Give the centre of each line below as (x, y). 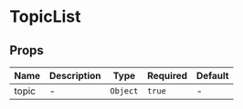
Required (168, 76)
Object (124, 91)
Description (75, 76)
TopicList (45, 17)
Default (212, 76)
